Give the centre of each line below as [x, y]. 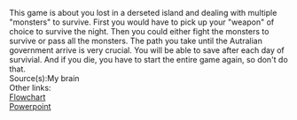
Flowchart [27, 97]
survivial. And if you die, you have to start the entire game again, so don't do [148, 60]
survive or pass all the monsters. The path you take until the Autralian [136, 41]
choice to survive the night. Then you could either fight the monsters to [139, 31]
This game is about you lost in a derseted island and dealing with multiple [143, 13]
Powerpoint [30, 106]
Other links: [30, 88]
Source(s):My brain [44, 78]
